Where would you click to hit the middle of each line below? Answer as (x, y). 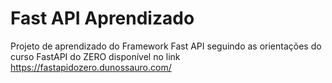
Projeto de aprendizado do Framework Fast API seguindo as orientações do (166, 46)
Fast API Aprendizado (102, 18)
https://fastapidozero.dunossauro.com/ (91, 67)
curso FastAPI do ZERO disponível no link (95, 56)
